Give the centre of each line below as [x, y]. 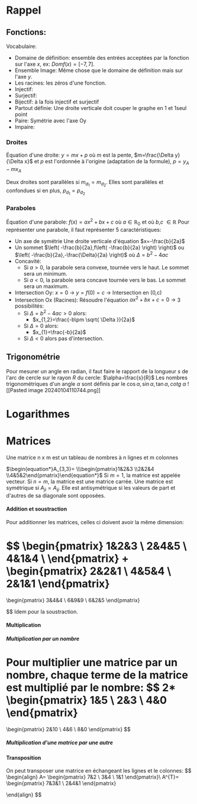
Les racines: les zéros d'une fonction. [60, 83]
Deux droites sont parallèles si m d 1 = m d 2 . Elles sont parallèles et [85, 183]
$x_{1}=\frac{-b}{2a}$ [59, 332]
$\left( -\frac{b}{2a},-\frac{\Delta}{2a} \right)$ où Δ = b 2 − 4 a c [91, 254]
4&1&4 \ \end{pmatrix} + [67, 558]
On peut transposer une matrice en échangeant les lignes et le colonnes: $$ [99, 771]
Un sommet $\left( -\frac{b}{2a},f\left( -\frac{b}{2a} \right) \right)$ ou [99, 247]
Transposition [24, 757]
